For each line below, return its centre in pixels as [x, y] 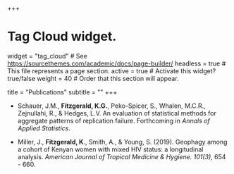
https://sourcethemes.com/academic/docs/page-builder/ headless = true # [117, 63]
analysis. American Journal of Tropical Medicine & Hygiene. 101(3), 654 [122, 156]
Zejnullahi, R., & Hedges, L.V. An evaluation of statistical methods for [117, 113]
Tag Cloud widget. [62, 37]
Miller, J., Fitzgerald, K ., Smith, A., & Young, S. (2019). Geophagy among [122, 142]
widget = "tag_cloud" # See [48, 56]
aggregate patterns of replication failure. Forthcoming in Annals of [113, 120]
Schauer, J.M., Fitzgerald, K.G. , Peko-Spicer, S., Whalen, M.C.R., [111, 106]
